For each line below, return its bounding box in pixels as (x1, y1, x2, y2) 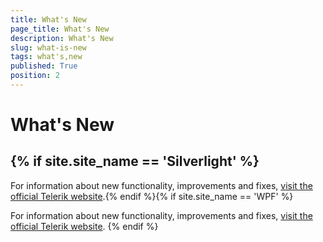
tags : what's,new (10, 52, 83, 62)
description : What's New (10, 33, 114, 43)
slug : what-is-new (10, 42, 87, 53)
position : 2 (10, 71, 60, 81)
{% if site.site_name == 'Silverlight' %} (10, 153, 260, 170)
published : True (10, 61, 78, 71)
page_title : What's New (10, 24, 110, 34)
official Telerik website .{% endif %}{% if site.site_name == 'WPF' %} (10, 190, 294, 202)
